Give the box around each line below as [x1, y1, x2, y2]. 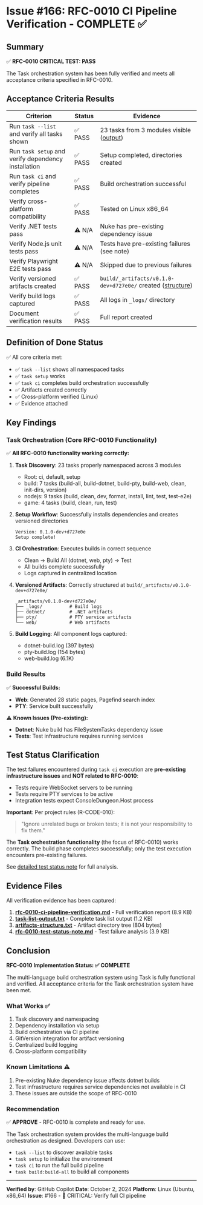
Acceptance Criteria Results [6, 94, 115, 104]
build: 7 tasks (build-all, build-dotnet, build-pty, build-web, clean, [24, 480, 186, 487]
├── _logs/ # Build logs [14, 604, 102, 610]
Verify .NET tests [9, 222, 57, 230]
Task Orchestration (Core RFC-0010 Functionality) [6, 435, 157, 444]
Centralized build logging [14, 1041, 78, 1049]
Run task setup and [9, 147, 65, 155]
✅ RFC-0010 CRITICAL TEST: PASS [6, 58, 96, 65]
